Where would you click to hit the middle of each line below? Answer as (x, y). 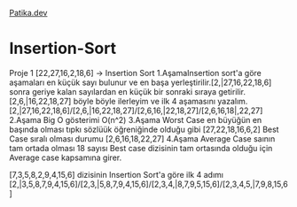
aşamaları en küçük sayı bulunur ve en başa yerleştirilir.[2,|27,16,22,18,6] (141, 82)
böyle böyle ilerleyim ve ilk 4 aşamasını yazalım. (160, 101)
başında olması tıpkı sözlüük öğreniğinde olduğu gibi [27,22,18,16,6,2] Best (144, 129)
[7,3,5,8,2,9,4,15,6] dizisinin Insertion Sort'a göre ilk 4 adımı (117, 174)
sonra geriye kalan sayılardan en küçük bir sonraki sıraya (113, 91)
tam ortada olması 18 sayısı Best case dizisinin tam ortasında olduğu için (141, 148)
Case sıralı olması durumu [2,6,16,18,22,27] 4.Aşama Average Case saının (142, 138)
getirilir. (232, 91)
